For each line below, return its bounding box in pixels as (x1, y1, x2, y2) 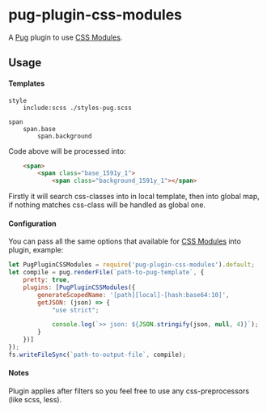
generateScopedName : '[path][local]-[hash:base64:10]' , (37, 291, 230, 299)
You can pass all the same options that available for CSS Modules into (8, 236, 241, 246)
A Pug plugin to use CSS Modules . (8, 32, 123, 42)
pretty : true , (23, 276, 70, 284)
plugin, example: (8, 245, 64, 255)
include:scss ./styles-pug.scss (23, 104, 132, 112)
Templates (8, 79, 45, 88)
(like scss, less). (8, 395, 62, 405)
